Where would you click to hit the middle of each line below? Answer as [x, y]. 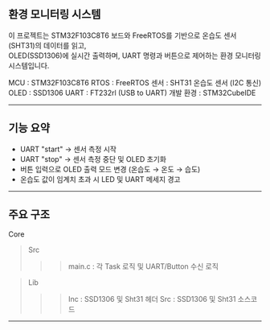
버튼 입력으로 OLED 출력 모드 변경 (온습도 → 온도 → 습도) [110, 169]
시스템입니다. [29, 65]
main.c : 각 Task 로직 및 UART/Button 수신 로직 [143, 266]
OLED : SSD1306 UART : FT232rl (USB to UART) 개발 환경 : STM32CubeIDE [132, 93]
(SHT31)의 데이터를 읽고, [47, 45]
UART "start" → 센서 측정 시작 [68, 149]
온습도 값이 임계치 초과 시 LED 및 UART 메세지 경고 [100, 179]
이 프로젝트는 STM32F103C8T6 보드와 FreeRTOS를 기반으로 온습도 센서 [123, 35]
